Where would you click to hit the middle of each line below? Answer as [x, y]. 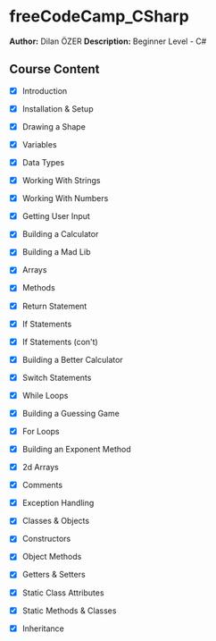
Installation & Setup [58, 108]
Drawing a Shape [54, 126]
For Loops [41, 431]
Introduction [45, 90]
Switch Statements [57, 377]
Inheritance [43, 628]
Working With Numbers [65, 198]
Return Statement [54, 306]
